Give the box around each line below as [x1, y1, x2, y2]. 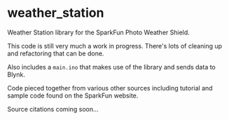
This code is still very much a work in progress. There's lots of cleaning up [7, 41, 223, 50]
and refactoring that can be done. [7, 49, 104, 58]
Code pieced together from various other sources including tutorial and [7, 84, 213, 92]
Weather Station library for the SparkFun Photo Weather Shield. [7, 28, 190, 36]
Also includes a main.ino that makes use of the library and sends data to [7, 62, 216, 71]
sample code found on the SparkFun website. [7, 91, 139, 100]
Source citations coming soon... [7, 105, 99, 113]
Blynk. [7, 70, 26, 79]
